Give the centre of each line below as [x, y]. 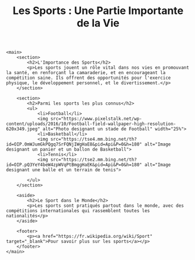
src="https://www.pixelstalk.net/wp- [96, 119]
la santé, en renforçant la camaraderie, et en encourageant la [86, 73]
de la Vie [98, 23]
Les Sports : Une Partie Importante [98, 11]
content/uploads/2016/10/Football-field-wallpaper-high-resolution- [91, 124]
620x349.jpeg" [23, 129]
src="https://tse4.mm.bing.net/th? [94, 139]
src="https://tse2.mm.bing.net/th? [94, 160]
